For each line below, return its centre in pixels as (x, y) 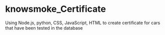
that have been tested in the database (44, 28)
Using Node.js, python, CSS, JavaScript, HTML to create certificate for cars (83, 23)
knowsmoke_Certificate (56, 9)
